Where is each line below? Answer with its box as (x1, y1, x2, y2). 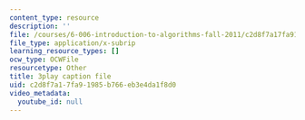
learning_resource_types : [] (9, 47, 120, 56)
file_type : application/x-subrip (9, 38, 136, 48)
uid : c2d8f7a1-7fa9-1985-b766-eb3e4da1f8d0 (9, 80, 177, 89)
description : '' (9, 22, 71, 31)
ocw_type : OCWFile (9, 55, 79, 64)
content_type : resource (9, 13, 100, 23)
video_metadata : (9, 88, 71, 97)
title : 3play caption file (9, 72, 112, 81)
